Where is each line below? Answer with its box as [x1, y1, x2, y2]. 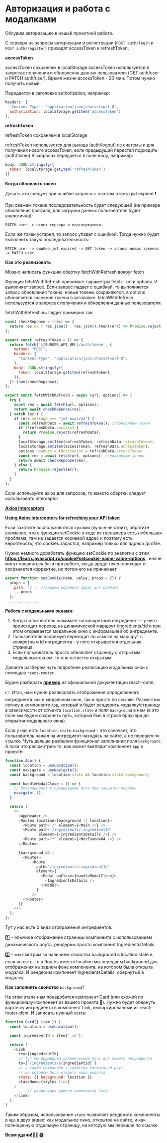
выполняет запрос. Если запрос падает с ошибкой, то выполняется [5, 284, 149, 290]
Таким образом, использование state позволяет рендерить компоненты [5, 1112, 160, 1118]
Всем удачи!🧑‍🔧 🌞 [5, 1132, 44, 1138]
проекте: [5, 749, 24, 755]
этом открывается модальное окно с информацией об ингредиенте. [12, 628, 159, 634]
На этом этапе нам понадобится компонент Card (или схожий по [5, 994, 144, 1000]
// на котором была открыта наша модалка [18, 1070, 106, 1075]
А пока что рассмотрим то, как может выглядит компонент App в [5, 744, 143, 750]
